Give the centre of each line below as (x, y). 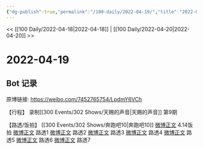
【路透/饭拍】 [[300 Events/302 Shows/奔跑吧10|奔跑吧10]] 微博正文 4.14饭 (100, 125)
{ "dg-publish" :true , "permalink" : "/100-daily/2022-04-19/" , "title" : (93, 12)
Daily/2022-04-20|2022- (159, 29)
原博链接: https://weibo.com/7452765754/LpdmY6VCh (74, 99)
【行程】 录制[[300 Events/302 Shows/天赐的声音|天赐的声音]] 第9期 (92, 112)
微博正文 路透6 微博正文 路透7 (53, 140)
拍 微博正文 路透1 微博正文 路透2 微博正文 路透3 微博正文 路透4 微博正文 (96, 132)
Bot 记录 (22, 84)
